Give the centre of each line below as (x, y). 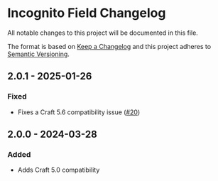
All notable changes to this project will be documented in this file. (103, 33)
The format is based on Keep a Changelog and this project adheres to (109, 46)
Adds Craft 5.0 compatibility (59, 170)
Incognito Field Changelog (87, 13)
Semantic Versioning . (38, 54)
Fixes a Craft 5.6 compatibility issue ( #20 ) (79, 112)
